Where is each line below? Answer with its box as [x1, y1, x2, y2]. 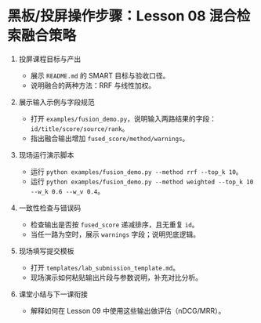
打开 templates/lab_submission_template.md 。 [30, 263, 180, 272]
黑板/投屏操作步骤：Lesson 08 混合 [7, 7, 237, 25]
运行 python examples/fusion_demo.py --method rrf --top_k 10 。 [30, 166, 244, 176]
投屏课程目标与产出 [18, 54, 82, 64]
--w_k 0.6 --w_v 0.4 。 [30, 186, 105, 196]
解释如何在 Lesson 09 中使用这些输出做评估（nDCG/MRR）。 [30, 306, 226, 315]
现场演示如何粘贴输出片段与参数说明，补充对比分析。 [30, 272, 203, 282]
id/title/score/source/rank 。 [30, 123, 129, 133]
